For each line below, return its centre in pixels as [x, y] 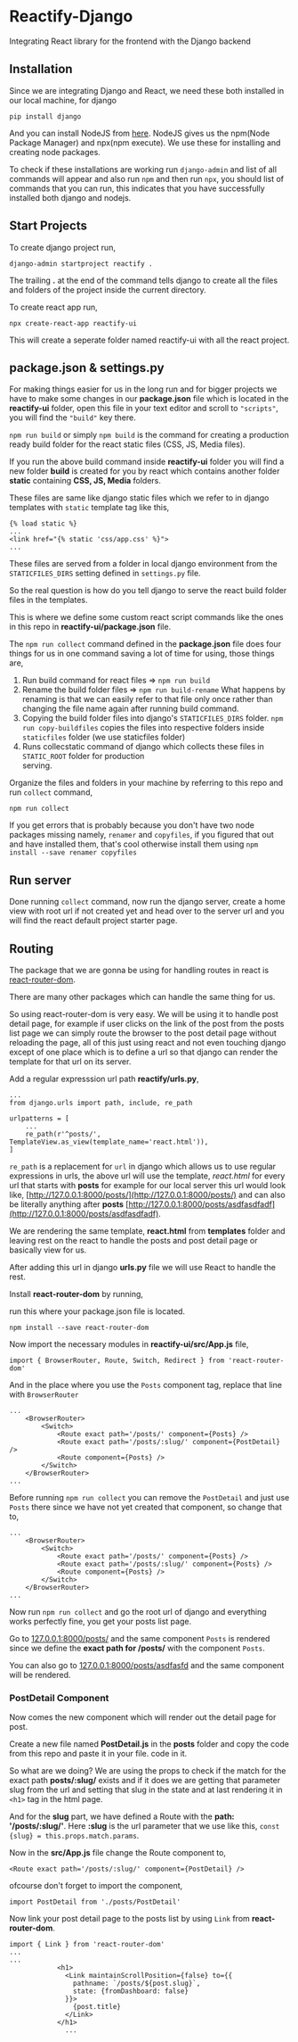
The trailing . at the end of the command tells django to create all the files [144, 280]
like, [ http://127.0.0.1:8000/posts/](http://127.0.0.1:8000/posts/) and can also [148, 1195]
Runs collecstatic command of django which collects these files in [143, 747]
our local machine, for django [63, 100]
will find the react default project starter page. [93, 921]
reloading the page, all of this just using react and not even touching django [148, 1042]
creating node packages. [55, 152]
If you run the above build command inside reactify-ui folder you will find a [147, 462]
